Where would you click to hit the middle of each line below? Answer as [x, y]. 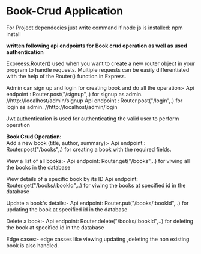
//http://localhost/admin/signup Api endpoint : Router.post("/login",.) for [94, 101]
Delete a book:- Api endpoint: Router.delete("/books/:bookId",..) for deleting [100, 221]
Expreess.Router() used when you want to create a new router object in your [100, 63]
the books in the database [38, 167]
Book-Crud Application [65, 11]
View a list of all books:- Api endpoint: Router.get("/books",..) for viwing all [98, 161]
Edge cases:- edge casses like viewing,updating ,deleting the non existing [98, 239]
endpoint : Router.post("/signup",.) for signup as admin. [74, 94]
